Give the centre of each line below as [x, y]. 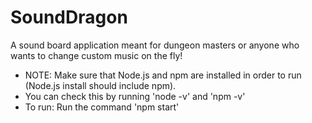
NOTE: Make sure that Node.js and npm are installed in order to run [163, 75]
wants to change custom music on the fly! [96, 55]
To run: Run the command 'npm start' [102, 107]
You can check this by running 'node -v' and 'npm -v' [135, 96]
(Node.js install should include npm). [100, 85]
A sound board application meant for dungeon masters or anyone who [155, 45]
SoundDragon [69, 17]
